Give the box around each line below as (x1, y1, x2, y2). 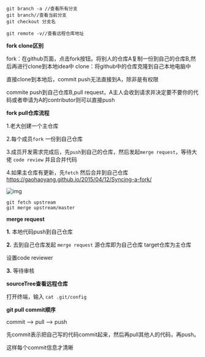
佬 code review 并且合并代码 (6, 156, 78, 163)
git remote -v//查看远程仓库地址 (6, 31, 84, 37)
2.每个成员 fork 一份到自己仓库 (6, 135, 83, 142)
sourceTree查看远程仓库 (6, 280, 69, 287)
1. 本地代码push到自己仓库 (6, 228, 73, 235)
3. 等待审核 (6, 267, 35, 274)
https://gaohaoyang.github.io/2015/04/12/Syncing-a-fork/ (6, 176, 152, 183)
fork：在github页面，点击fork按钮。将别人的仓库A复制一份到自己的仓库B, (6, 55, 191, 62)
